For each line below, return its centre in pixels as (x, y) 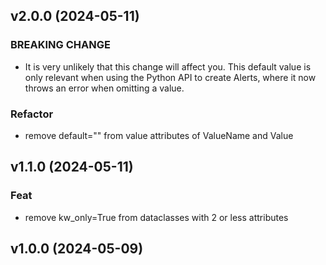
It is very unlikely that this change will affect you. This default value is (168, 66)
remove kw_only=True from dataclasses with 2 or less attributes (156, 217)
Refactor (32, 114)
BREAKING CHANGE (60, 45)
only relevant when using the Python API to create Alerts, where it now (170, 77)
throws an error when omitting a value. (104, 88)
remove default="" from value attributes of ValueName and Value (159, 135)
